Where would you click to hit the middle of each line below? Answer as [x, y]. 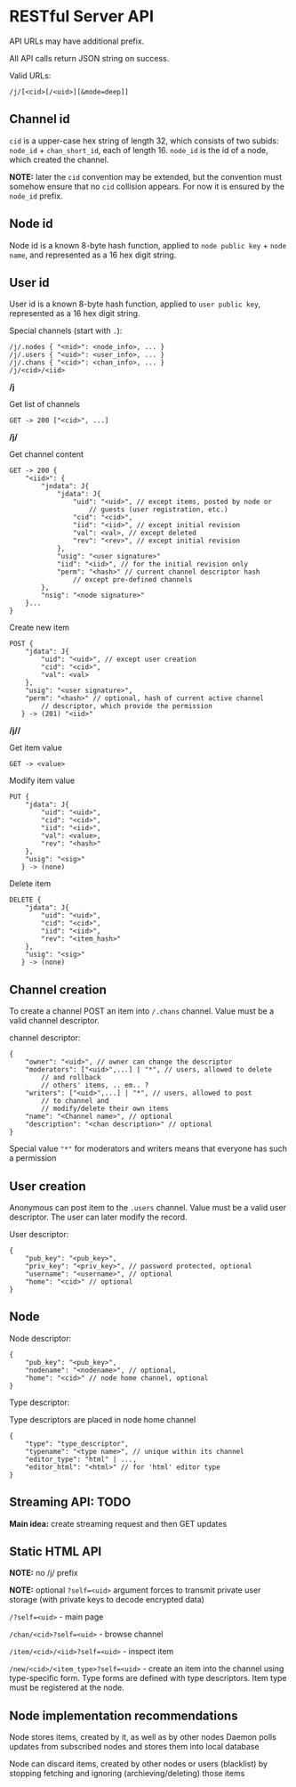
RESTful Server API [81, 16]
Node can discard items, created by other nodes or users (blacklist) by [139, 1764]
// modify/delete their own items [105, 1109]
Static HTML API [56, 1552]
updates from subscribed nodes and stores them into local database [134, 1747]
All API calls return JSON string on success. [89, 58]
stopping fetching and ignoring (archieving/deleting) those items [127, 1774]
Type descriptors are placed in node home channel [103, 1419]
